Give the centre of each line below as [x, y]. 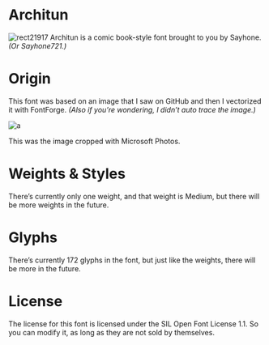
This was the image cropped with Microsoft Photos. [94, 141]
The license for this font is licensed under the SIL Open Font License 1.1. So [134, 324]
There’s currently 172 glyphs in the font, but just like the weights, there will [132, 260]
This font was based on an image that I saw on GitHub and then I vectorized [135, 101]
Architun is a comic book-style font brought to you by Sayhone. [156, 37]
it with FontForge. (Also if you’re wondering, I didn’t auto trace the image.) [132, 109]
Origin [30, 79]
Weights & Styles [67, 174]
